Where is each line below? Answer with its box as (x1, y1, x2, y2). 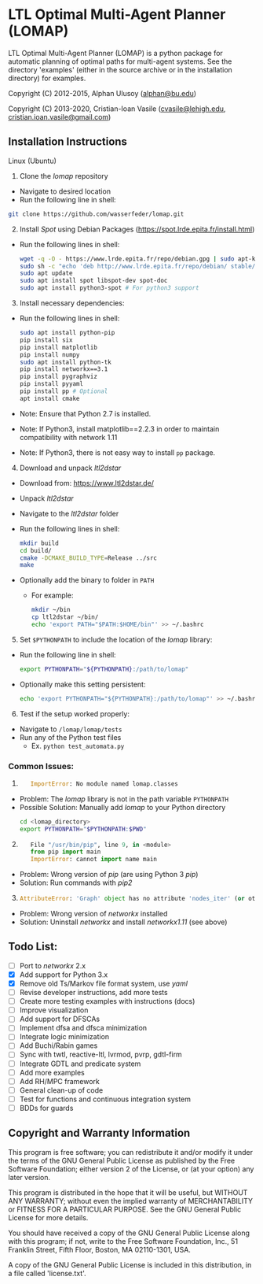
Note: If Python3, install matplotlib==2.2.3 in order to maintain (19, 424, 220, 434)
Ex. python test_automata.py (31, 741, 125, 750)
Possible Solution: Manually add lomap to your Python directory (19, 802, 226, 812)
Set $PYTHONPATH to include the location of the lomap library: (19, 635, 213, 644)
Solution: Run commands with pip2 (19, 878, 133, 887)
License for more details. (8, 1212, 89, 1222)
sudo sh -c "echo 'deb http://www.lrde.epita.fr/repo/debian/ (19, 262, 228, 270)
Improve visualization (19, 1005, 89, 1015)
